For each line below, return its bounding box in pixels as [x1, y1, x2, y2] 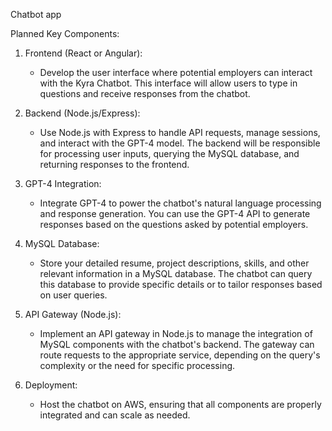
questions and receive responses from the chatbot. [39, 88, 251, 99]
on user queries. [39, 289, 108, 301]
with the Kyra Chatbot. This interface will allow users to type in [39, 77, 298, 89]
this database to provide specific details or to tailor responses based [39, 279, 323, 290]
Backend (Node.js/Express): [24, 107, 141, 119]
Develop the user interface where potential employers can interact [39, 67, 313, 78]
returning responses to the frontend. [39, 159, 190, 170]
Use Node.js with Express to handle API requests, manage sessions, [39, 127, 321, 138]
